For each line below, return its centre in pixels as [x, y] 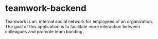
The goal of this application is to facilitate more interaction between [72, 26]
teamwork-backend [46, 8]
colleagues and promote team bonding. [44, 31]
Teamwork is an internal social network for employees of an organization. [79, 21]
